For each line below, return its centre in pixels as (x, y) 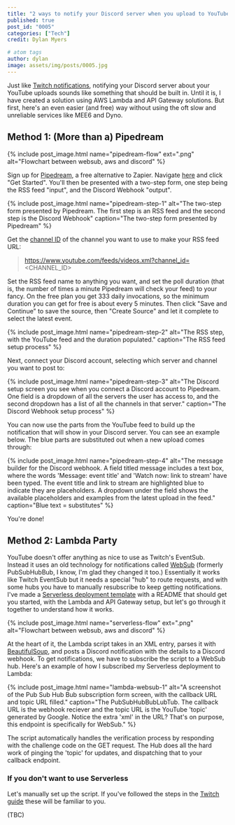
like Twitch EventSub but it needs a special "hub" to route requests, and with (117, 580)
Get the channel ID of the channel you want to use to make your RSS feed (113, 239)
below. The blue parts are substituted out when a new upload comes (106, 439)
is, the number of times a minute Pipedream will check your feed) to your (112, 288)
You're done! (26, 519)
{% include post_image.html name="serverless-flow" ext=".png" (100, 623)
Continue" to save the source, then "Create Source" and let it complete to (113, 311)
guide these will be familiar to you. (57, 801)
